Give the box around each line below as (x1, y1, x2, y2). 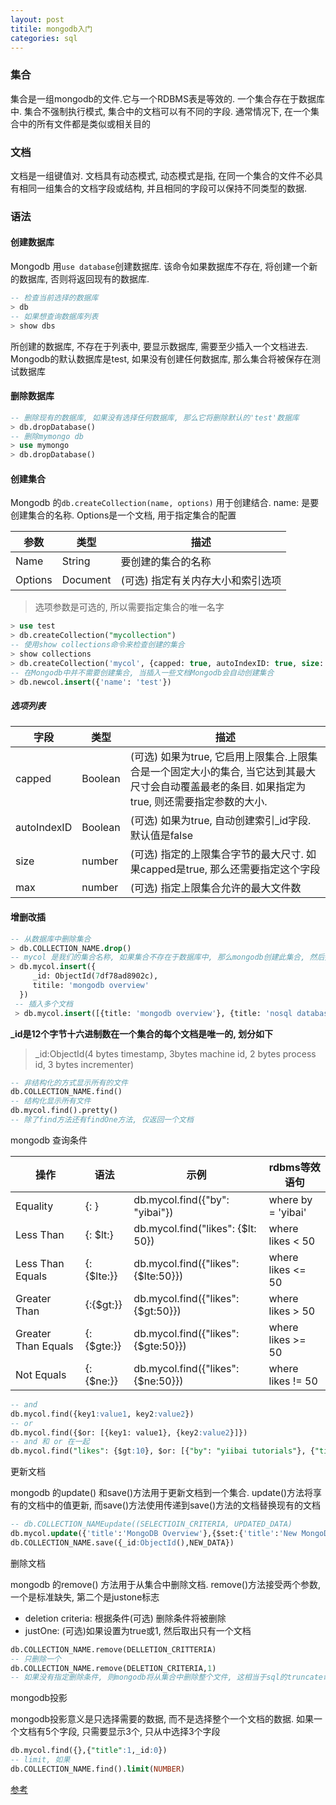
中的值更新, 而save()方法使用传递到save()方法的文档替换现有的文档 (44, 1499, 322, 1511)
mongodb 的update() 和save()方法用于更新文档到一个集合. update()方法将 (10, 1487, 314, 1499)
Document (61, 573, 112, 587)
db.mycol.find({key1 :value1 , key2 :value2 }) (10, 1409, 195, 1419)
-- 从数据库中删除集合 (10, 934, 92, 944)
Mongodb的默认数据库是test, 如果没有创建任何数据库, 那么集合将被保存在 (10, 352, 312, 365)
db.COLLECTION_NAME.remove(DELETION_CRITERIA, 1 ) (10, 1663, 217, 1673)
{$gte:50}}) (133, 1339, 187, 1353)
